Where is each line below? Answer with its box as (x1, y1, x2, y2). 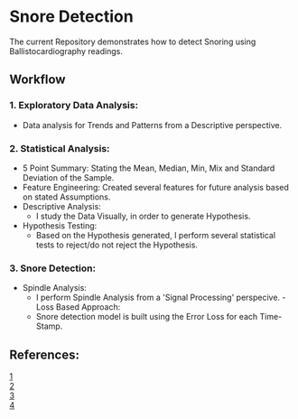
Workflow (9, 72, 66, 88)
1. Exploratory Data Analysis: (9, 99, 138, 112)
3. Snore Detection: (9, 262, 97, 275)
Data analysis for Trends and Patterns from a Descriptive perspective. (22, 119, 283, 130)
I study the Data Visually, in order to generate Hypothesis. (35, 210, 251, 221)
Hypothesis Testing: (22, 219, 98, 231)
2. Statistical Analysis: (9, 142, 110, 154)
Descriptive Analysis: (22, 200, 101, 211)
